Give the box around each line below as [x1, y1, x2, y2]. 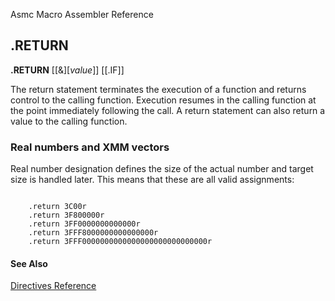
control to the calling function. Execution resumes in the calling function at [10, 94, 317, 106]
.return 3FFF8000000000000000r [28, 228, 159, 238]
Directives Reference [10, 280, 97, 292]
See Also [10, 257, 48, 269]
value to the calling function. [10, 115, 128, 127]
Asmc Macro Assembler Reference [10, 9, 154, 20]
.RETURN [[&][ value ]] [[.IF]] [10, 64, 125, 76]
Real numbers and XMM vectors [10, 140, 170, 154]
